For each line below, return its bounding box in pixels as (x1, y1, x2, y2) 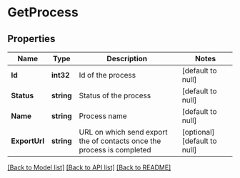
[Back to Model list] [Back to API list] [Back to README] (7, 163, 171, 172)
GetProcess (7, 4, 79, 21)
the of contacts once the (79, 136, 161, 146)
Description (106, 54, 148, 63)
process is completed (79, 145, 151, 155)
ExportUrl (11, 136, 45, 146)
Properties (7, 33, 56, 45)
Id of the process (79, 70, 136, 80)
